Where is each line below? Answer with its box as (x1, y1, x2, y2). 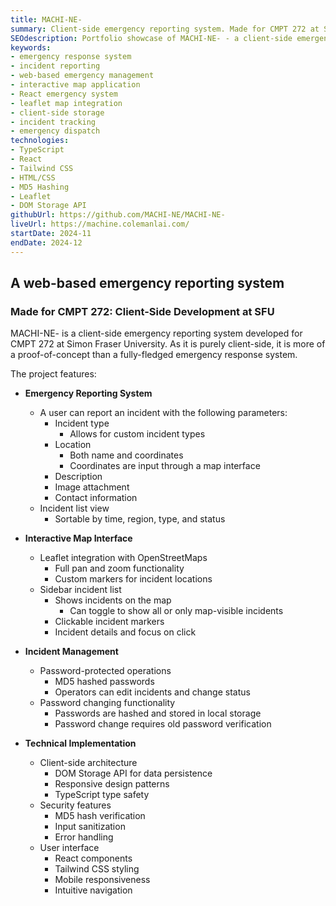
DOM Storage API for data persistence (54, 767, 213, 780)
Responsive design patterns (54, 778, 170, 790)
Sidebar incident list (39, 584, 122, 596)
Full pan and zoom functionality (54, 562, 185, 575)
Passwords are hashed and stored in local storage (54, 707, 262, 720)
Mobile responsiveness (54, 874, 151, 886)
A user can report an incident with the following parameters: (39, 407, 288, 419)
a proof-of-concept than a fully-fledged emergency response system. (10, 349, 298, 361)
